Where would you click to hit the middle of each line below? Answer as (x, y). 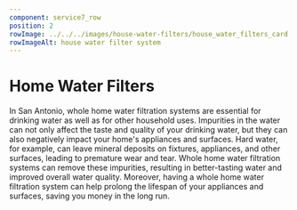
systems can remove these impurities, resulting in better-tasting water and (146, 168)
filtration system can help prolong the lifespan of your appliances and (136, 187)
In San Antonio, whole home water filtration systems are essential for (135, 111)
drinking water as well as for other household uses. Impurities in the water (145, 120)
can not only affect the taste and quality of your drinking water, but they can (148, 130)
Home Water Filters (82, 86)
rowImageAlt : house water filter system (85, 42)
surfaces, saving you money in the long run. (90, 196)
